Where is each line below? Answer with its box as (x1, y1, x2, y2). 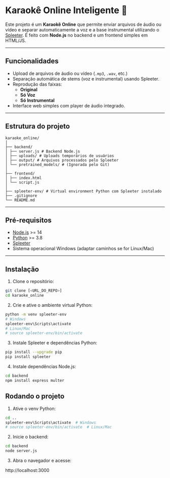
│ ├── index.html (5, 175, 42, 180)
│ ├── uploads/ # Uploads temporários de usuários (5, 153, 114, 158)
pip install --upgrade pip (5, 349, 62, 355)
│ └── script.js (5, 180, 39, 185)
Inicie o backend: (12, 434, 49, 440)
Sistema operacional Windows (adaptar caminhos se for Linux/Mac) (12, 246, 154, 252)
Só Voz (20, 92, 35, 98)
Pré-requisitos (5, 216, 52, 224)
